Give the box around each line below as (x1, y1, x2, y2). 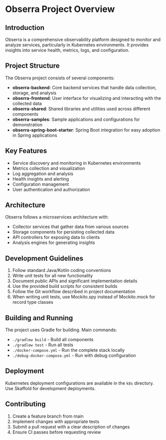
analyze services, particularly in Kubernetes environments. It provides (5, 42, 149, 48)
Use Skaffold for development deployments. (5, 385, 96, 391)
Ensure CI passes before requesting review (12, 429, 101, 435)
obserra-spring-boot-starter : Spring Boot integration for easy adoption (12, 127, 161, 133)
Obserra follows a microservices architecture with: (5, 214, 109, 220)
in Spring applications (12, 132, 57, 138)
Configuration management (12, 181, 69, 187)
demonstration (12, 121, 43, 128)
